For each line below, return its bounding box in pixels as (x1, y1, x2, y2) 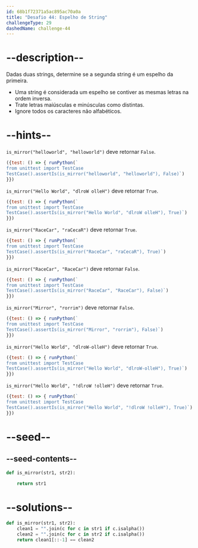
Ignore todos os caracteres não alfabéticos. (14, 108, 122, 115)
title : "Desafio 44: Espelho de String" (6, 14, 108, 20)
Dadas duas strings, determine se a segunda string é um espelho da (6, 71, 174, 78)
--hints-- (6, 129, 52, 142)
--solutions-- (6, 500, 73, 514)
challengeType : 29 (6, 20, 52, 26)
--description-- (6, 51, 84, 64)
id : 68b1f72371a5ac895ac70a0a (6, 8, 81, 15)
